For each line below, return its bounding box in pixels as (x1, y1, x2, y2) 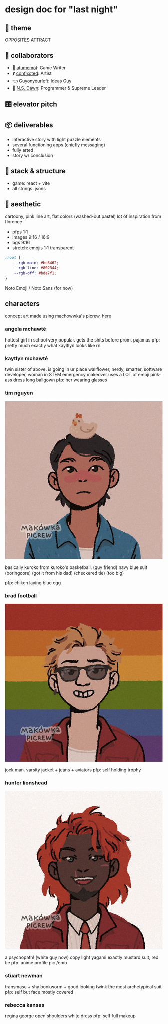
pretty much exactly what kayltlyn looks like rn (5, 343, 101, 349)
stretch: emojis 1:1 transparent (12, 245, 74, 251)
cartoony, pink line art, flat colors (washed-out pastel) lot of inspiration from (5, 213, 161, 219)
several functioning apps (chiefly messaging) (12, 142, 106, 148)
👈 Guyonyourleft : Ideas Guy (12, 78, 72, 84)
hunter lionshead (5, 779, 47, 786)
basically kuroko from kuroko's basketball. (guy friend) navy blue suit (5, 564, 148, 571)
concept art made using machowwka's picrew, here (5, 313, 111, 319)
